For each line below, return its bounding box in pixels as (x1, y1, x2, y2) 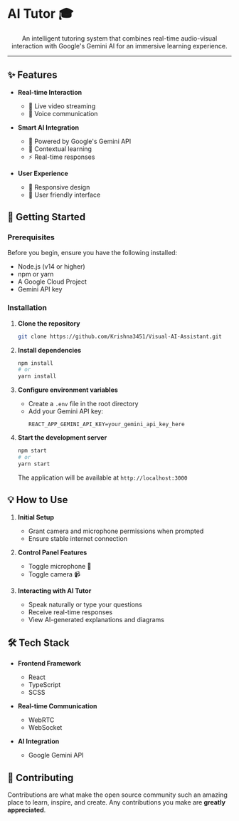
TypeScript (28, 681, 61, 689)
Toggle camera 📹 (28, 569, 80, 578)
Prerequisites (7, 232, 55, 242)
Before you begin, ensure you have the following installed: (7, 249, 178, 257)
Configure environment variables (17, 386, 119, 394)
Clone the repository (17, 319, 80, 328)
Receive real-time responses (28, 607, 112, 616)
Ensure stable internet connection (28, 534, 128, 542)
